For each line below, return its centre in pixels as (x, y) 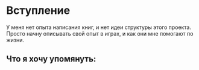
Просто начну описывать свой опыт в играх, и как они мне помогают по (100, 33)
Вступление (38, 11)
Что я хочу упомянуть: (51, 59)
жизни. (15, 40)
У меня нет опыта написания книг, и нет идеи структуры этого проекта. (99, 27)
